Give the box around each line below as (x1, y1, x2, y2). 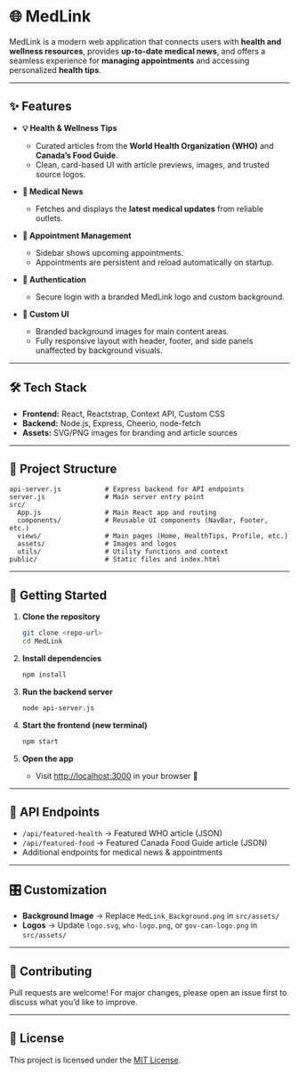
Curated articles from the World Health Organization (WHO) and (35, 140, 274, 151)
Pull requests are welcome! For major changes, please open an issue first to (9, 988, 287, 997)
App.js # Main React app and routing (17, 508, 217, 518)
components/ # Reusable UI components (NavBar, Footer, (17, 516, 269, 525)
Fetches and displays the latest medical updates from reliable (35, 203, 264, 214)
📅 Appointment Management (21, 230, 132, 241)
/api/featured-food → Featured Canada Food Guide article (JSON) (21, 838, 268, 849)
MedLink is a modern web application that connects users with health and (9, 36, 282, 46)
